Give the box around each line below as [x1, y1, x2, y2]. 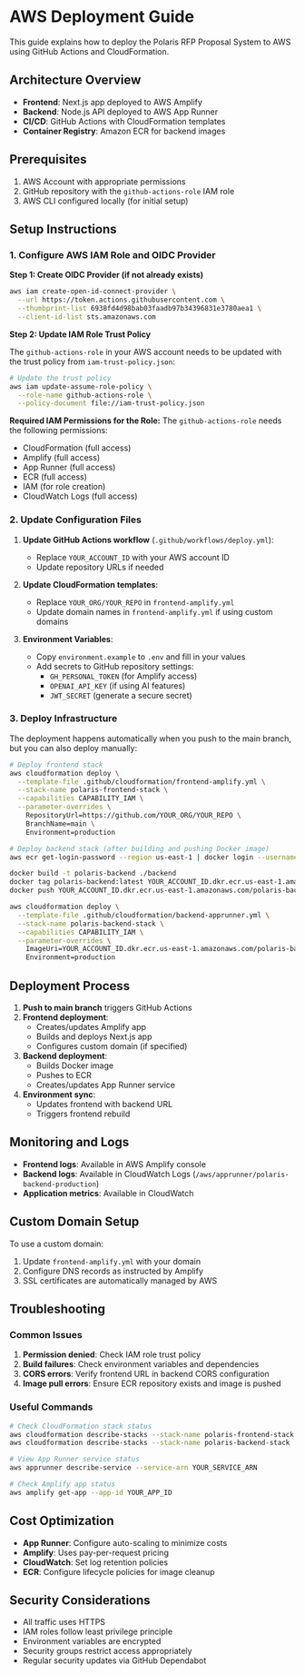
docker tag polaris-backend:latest [9, 877, 144, 887]
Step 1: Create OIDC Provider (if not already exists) [9, 270, 204, 281]
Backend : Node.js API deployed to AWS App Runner [22, 106, 219, 117]
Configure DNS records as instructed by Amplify [22, 1265, 204, 1276]
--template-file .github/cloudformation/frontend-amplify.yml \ [17, 777, 266, 787]
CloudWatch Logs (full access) [22, 491, 138, 501]
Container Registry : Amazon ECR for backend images [22, 125, 226, 136]
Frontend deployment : [22, 1012, 109, 1023]
